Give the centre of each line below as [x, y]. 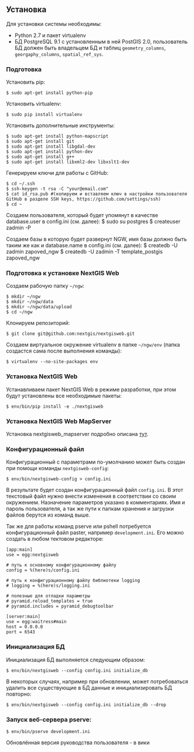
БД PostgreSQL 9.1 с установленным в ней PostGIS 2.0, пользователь [101, 41]
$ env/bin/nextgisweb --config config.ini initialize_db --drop [86, 705]
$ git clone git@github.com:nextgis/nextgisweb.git [70, 334]
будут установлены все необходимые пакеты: [64, 395]
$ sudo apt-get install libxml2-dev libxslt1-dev [68, 162]
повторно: [19, 694]
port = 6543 [21, 632]
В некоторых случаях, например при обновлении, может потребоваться [97, 681]
